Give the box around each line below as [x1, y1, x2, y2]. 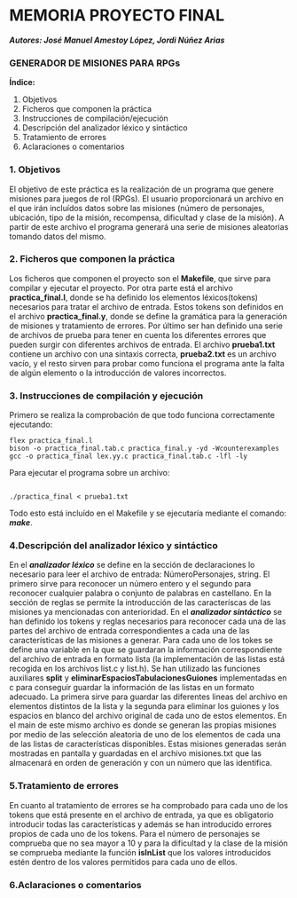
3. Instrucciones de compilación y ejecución [9, 390, 204, 402]
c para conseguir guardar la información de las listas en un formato [9, 682, 255, 693]
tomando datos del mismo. [9, 231, 106, 241]
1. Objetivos [9, 163, 61, 176]
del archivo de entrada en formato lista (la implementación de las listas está [9, 654, 285, 665]
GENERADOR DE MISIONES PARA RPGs [9, 57, 181, 69]
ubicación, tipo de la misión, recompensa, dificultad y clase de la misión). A [9, 212, 285, 223]
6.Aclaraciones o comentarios [9, 878, 142, 891]
